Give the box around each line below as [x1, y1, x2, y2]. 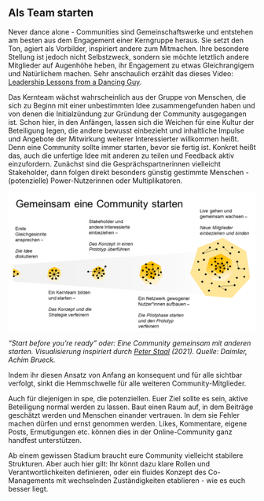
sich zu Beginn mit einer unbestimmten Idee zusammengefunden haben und [8, 101, 255, 110]
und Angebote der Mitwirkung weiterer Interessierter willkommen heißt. [8, 133, 240, 144]
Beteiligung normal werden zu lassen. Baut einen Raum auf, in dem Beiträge [8, 402, 254, 411]
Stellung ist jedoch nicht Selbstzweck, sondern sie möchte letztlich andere [8, 52, 250, 61]
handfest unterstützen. [8, 436, 82, 445]
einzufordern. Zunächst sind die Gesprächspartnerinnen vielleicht [8, 159, 222, 168]
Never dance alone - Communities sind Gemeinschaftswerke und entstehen [8, 27, 254, 36]
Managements [8, 476, 55, 485]
